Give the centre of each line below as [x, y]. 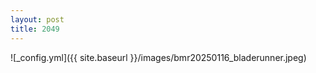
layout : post [37, 19]
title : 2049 [35, 29]
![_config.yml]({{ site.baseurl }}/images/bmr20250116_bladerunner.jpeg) [158, 57]
